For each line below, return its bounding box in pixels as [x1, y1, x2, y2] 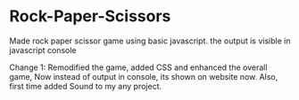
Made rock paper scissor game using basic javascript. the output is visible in [9, 35, 291, 46]
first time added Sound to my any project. [9, 81, 162, 91]
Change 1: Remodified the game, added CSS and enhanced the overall [9, 62, 268, 73]
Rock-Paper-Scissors [9, 6, 171, 27]
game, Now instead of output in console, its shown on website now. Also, [9, 71, 278, 81]
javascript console [9, 44, 77, 55]
